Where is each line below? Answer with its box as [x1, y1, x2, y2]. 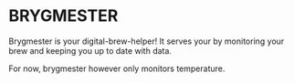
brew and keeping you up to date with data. [8, 45, 173, 56]
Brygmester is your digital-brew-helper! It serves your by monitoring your [8, 36, 285, 47]
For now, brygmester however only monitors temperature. [8, 63, 226, 74]
